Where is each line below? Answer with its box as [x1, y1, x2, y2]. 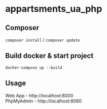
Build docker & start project [5, 51, 94, 60]
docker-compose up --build [5, 65, 62, 70]
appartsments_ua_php [5, 3, 102, 15]
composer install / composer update [5, 37, 80, 43]
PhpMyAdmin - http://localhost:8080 [5, 98, 82, 104]
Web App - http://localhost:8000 [5, 92, 74, 98]
